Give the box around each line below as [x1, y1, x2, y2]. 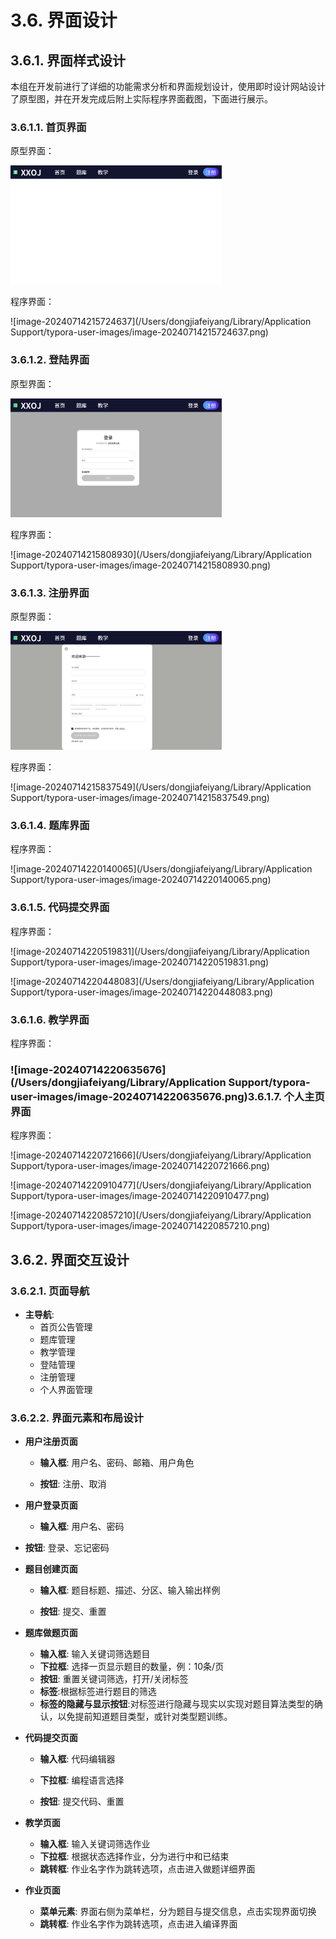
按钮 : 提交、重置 [39, 1606, 107, 1618]
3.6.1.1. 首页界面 [10, 120, 87, 134]
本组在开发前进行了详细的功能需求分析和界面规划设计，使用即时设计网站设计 [10, 81, 326, 92]
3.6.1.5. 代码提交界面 [10, 901, 110, 915]
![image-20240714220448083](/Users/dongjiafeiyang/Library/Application [10, 975, 315, 987]
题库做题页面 [24, 1627, 78, 1639]
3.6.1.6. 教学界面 [10, 1012, 90, 1026]
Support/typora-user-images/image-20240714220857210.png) [10, 1220, 271, 1232]
